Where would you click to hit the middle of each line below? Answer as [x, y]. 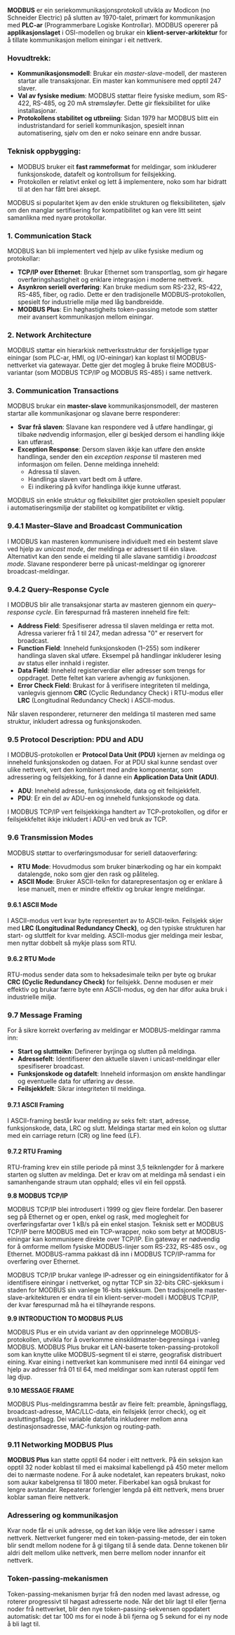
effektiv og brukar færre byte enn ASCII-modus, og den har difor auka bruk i [117, 990]
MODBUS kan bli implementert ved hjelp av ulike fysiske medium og [105, 251]
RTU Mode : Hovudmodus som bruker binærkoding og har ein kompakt [119, 866]
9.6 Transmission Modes [50, 838]
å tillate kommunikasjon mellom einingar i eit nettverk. [85, 40]
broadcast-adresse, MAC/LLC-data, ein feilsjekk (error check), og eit [107, 1411]
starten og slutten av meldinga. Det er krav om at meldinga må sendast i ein [116, 1174]
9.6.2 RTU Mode [32, 959]
